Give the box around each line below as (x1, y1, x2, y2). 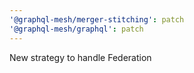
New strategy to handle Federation (9, 51, 152, 63)
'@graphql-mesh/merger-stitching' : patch (9, 14, 185, 25)
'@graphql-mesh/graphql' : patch (9, 24, 144, 34)
